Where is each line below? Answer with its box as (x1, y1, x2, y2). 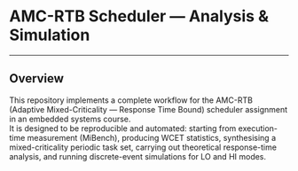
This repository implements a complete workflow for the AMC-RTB (9, 95, 253, 105)
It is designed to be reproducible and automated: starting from (9, 122, 237, 134)
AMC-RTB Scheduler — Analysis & (9, 6, 269, 27)
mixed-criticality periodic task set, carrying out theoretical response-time (9, 142, 278, 152)
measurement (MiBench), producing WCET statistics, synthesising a (27, 132, 277, 143)
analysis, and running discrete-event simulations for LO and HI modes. (9, 151, 267, 161)
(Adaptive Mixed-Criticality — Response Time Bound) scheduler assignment (9, 104, 288, 114)
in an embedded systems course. (9, 113, 131, 124)
